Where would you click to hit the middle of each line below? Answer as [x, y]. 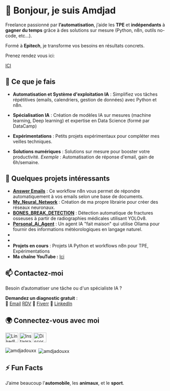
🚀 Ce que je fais [30, 82]
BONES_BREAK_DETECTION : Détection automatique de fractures [83, 212]
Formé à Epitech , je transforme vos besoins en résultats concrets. [75, 45]
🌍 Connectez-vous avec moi [52, 320]
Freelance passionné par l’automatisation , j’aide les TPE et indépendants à [85, 25]
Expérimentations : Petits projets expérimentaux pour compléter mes [86, 136]
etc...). [25, 35]
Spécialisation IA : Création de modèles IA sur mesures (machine [82, 115]
